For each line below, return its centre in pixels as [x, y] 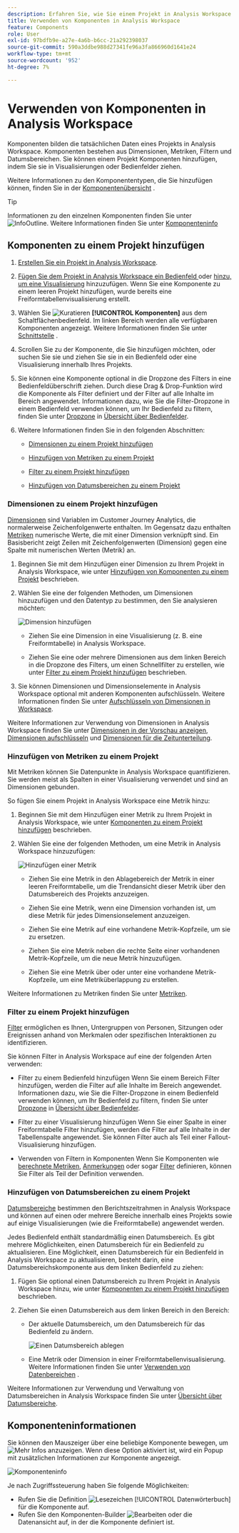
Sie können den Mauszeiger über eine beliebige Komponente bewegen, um [118, 1443]
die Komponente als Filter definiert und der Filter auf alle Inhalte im [116, 394]
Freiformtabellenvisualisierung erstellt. [74, 299]
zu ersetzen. [47, 936]
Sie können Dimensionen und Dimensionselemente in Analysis [109, 686]
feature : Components [38, 27]
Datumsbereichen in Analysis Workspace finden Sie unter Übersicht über [115, 1395]
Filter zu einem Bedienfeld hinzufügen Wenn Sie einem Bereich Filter [118, 1078]
